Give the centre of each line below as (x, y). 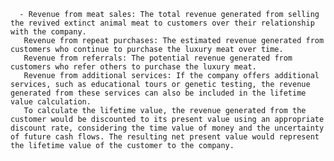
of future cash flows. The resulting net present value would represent (165, 137)
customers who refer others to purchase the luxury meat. (133, 67)
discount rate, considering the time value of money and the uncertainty (167, 128)
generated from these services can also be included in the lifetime (158, 93)
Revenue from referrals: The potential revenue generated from (158, 58)
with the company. (48, 32)
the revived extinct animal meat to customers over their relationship (162, 23)
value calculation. (51, 102)
